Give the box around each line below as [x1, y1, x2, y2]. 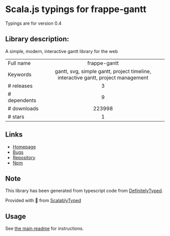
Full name [8, 60, 31, 67]
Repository [12, 154, 35, 160]
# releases [8, 82, 33, 89]
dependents [8, 97, 36, 104]
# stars [8, 113, 24, 120]
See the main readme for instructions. [5, 225, 84, 231]
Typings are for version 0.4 [5, 20, 62, 26]
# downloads [8, 105, 39, 112]
